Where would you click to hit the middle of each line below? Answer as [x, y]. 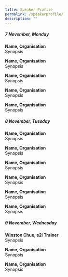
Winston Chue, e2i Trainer [32, 235]
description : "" [21, 18]
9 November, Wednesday [31, 222]
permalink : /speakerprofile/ [34, 14]
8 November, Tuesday [28, 121]
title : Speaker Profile [29, 9]
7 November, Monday [27, 34]
